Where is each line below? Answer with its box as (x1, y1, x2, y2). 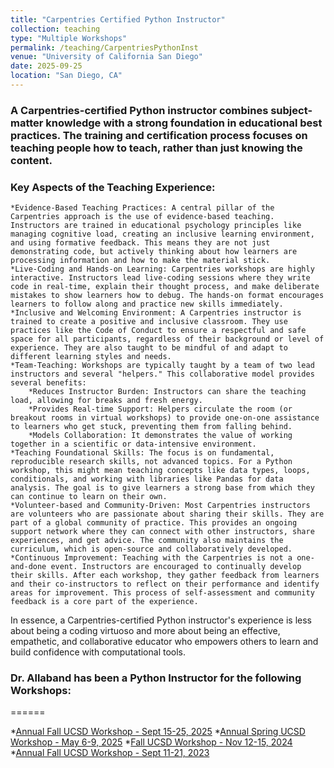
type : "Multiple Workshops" (10, 33, 128, 43)
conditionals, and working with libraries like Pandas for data (10, 474, 284, 485)
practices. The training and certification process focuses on (10, 128, 308, 142)
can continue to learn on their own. (10, 492, 168, 502)
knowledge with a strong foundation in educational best (45, 116, 323, 130)
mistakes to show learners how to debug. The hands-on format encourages (10, 291, 325, 301)
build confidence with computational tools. (10, 646, 187, 658)
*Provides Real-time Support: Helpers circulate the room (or (28, 404, 293, 415)
